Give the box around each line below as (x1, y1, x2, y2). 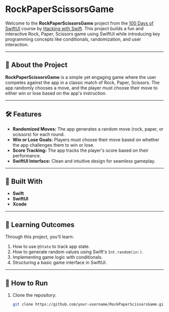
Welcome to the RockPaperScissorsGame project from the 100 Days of (5, 20, 154, 26)
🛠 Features (5, 110, 42, 119)
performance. (12, 152, 41, 159)
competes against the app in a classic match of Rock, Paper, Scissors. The (5, 79, 160, 85)
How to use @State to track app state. (12, 244, 90, 250)
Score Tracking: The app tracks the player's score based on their (12, 147, 149, 153)
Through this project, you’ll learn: (5, 234, 74, 240)
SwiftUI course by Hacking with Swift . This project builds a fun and (5, 25, 144, 31)
